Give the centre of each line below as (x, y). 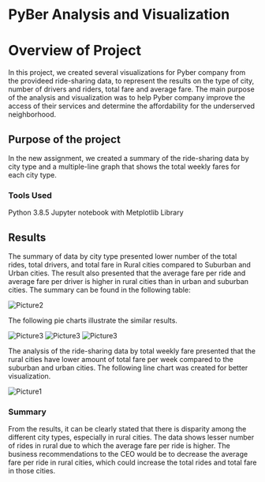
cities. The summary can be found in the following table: (99, 290)
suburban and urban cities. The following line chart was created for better (128, 368)
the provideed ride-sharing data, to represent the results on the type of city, (131, 81)
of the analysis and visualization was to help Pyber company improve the (127, 98)
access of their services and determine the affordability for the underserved (131, 106)
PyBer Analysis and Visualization (119, 15)
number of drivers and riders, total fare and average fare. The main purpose (131, 89)
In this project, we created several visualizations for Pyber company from (127, 73)
